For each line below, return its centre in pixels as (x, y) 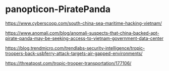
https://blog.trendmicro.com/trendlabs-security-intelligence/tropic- (75, 48)
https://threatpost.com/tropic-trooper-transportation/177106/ (68, 63)
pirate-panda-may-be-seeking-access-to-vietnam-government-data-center (84, 38)
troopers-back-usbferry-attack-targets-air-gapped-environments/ (74, 53)
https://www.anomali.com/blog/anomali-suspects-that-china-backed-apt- (82, 33)
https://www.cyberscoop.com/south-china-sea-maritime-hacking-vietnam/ (84, 23)
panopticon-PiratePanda (58, 9)
